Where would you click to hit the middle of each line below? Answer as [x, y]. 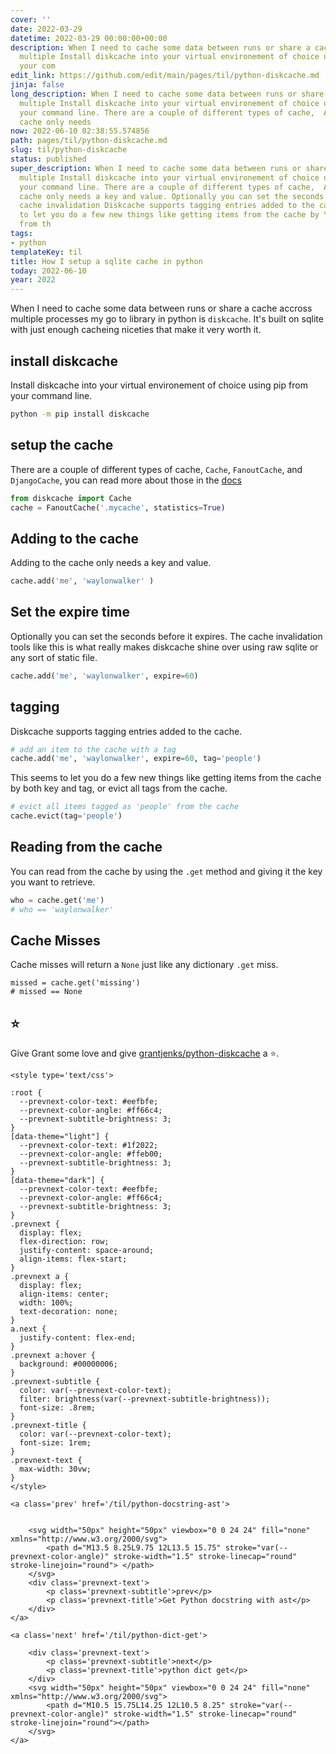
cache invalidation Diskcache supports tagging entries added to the [167, 206]
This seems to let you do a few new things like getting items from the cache [166, 778]
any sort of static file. [54, 657]
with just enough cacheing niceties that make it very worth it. [136, 330]
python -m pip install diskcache [80, 414]
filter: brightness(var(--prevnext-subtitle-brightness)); [145, 1399]
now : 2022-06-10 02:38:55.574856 [80, 131]
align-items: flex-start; [73, 1259]
